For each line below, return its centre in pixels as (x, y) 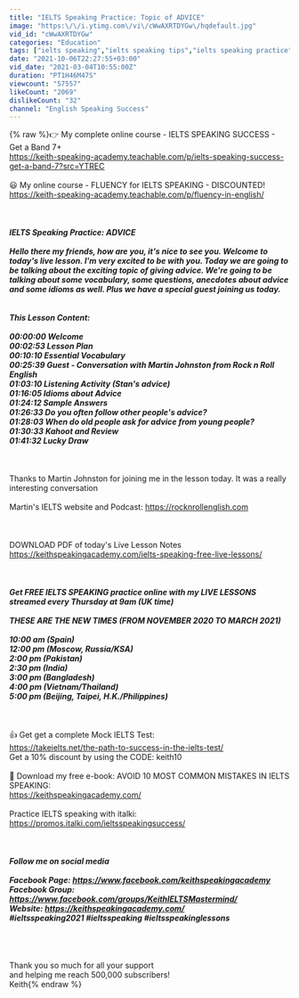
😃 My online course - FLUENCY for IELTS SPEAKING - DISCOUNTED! (137, 185)
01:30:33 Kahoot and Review (64, 431)
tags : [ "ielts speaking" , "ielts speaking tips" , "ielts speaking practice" (151, 51)
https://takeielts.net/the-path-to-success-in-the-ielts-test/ (117, 748)
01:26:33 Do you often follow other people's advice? (108, 413)
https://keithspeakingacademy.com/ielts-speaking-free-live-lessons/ (136, 554)
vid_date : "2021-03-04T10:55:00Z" (73, 68)
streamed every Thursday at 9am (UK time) (92, 601)
